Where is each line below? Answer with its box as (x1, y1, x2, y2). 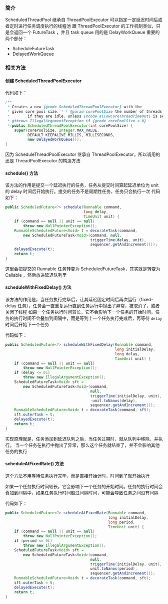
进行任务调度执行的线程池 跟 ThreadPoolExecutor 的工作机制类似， (18, 23, 156, 29)
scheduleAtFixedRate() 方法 (5, 461, 64, 467)
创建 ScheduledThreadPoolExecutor (5, 78, 81, 84)
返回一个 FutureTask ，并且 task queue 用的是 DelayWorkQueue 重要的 (13, 29, 160, 36)
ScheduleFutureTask (12, 46, 55, 52)
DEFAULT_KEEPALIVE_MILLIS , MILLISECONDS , (27, 132, 115, 137)
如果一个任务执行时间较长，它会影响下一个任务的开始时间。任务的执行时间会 (5, 483, 163, 489)
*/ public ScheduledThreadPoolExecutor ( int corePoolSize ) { (7, 123, 133, 128)
